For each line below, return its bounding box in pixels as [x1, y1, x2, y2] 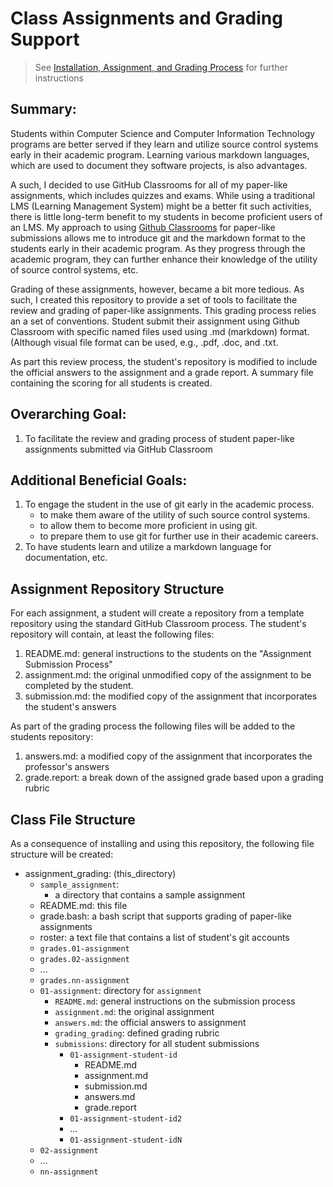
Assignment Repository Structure [10, 580, 225, 597]
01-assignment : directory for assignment [39, 985, 202, 996]
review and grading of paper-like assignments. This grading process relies [10, 304, 317, 316]
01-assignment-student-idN [69, 1135, 183, 1145]
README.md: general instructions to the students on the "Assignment [24, 648, 312, 660]
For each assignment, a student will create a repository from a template [10, 607, 305, 619]
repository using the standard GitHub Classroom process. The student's [10, 618, 307, 630]
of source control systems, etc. [10, 263, 139, 276]
